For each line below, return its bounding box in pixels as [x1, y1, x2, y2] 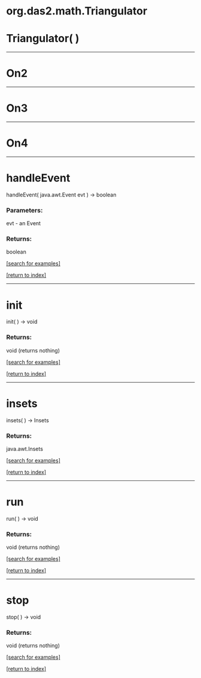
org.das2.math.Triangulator [6, 4, 148, 18]
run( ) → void [6, 515, 39, 522]
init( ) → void [6, 318, 38, 325]
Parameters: [6, 206, 43, 214]
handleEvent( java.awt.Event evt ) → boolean [6, 191, 117, 198]
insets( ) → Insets [6, 416, 49, 424]
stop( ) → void [6, 614, 41, 621]
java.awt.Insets [6, 445, 44, 452]
